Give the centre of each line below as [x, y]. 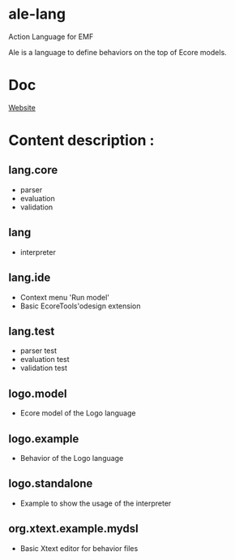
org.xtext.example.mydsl [74, 529]
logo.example [44, 439]
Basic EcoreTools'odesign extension [80, 306]
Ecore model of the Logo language [78, 413]
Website [22, 107]
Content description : [81, 141]
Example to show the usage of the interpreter [96, 503]
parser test [38, 351]
